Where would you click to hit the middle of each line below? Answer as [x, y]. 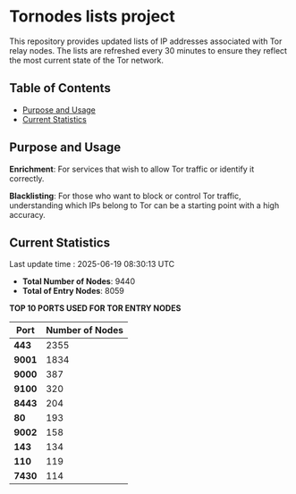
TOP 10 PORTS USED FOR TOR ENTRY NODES [95, 308]
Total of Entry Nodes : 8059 [73, 291]
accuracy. [28, 214]
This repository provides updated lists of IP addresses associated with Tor [146, 41]
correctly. [27, 178]
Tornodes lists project [93, 17]
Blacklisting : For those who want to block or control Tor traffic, [125, 196]
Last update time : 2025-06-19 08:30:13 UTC [92, 264]
